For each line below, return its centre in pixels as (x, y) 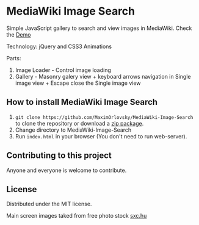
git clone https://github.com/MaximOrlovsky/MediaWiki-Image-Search (104, 117)
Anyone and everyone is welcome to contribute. (67, 170)
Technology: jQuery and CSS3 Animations (59, 46)
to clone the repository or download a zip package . (79, 123)
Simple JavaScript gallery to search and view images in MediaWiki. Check (99, 28)
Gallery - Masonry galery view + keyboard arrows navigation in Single (103, 76)
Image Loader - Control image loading (63, 70)
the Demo (19, 34)
